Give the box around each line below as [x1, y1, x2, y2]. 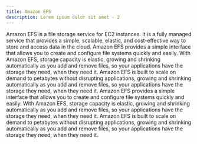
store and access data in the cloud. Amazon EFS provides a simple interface [6, 43, 191, 50]
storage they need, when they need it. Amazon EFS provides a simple [6, 87, 175, 94]
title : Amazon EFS [6, 8, 51, 15]
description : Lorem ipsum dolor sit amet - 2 [6, 14, 120, 20]
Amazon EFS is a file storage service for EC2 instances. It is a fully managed [6, 30, 192, 37]
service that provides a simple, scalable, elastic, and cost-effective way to [6, 37, 186, 44]
